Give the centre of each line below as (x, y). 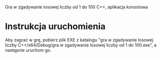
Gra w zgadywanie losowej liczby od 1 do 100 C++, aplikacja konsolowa (76, 7)
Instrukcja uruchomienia (55, 27)
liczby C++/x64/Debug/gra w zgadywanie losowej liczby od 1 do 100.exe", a (81, 45)
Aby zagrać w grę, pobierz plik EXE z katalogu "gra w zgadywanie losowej (79, 40)
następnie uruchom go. (28, 50)
